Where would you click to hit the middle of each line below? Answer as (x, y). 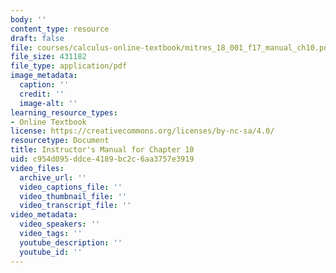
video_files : (37, 168)
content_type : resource (60, 29)
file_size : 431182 (48, 57)
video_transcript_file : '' (75, 206)
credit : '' (42, 94)
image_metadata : (44, 76)
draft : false (37, 38)
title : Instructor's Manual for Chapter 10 (102, 150)
